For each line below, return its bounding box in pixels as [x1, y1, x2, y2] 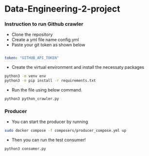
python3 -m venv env [4, 74, 47, 78]
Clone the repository [11, 31, 53, 37]
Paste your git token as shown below [11, 42, 85, 48]
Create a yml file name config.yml [11, 37, 79, 43]
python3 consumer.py [4, 146, 47, 151]
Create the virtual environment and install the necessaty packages [11, 64, 144, 70]
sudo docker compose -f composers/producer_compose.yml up [4, 128, 127, 133]
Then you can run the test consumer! [11, 137, 86, 143]
